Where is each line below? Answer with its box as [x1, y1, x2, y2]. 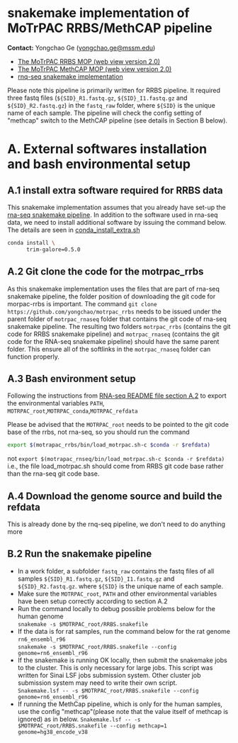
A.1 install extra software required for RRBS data [7, 184, 223, 196]
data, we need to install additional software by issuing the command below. [7, 218, 227, 226]
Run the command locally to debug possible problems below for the [17, 604, 216, 613]
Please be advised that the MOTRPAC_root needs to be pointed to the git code [7, 420, 229, 429]
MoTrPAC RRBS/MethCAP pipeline [7, 20, 212, 36]
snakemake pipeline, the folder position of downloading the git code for [7, 292, 216, 301]
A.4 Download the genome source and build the [7, 490, 222, 502]
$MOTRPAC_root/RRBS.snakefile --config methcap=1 [17, 722, 168, 730]
